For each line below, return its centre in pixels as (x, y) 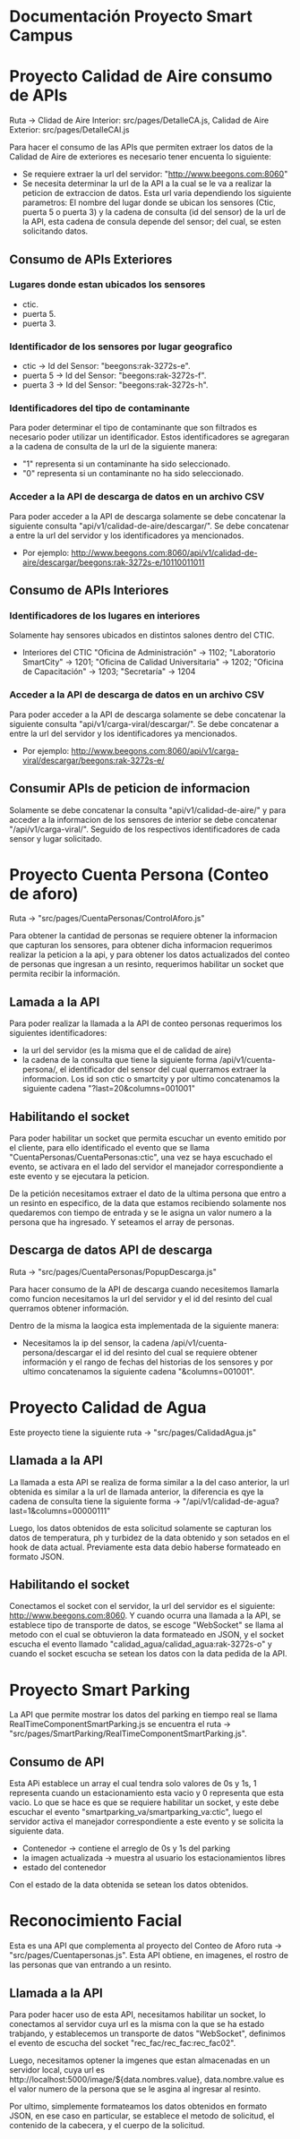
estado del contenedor (64, 1868)
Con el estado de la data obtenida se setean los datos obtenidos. (129, 1885)
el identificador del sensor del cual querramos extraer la (163, 1069)
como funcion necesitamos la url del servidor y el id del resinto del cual (141, 1298)
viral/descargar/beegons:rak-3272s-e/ (93, 760)
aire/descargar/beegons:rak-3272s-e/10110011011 (113, 562)
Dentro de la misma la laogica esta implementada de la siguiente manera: (144, 1325)
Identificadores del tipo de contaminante (100, 408)
